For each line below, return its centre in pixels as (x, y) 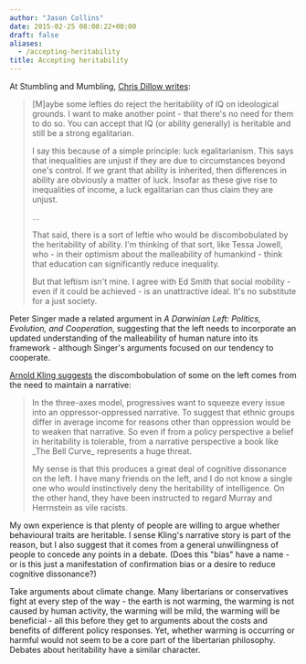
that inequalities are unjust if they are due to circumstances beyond (158, 160)
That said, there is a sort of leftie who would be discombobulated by (160, 235)
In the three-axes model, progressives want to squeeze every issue (158, 402)
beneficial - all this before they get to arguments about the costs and (138, 621)
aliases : (26, 43)
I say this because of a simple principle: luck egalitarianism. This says (163, 151)
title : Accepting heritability (69, 60)
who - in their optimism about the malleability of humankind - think (157, 254)
